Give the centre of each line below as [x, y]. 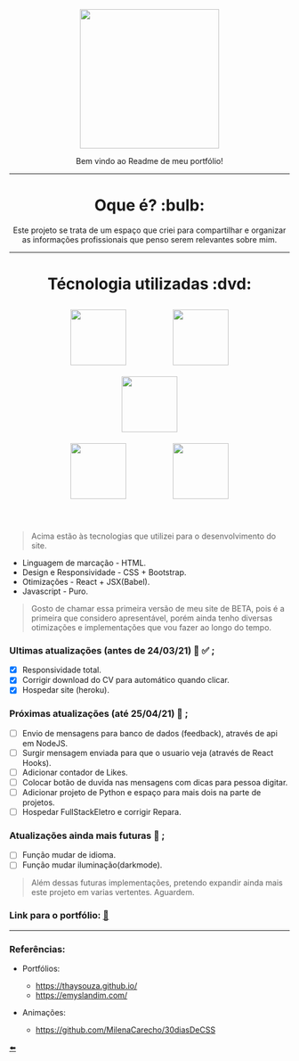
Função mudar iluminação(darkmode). [92, 865]
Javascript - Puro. [55, 591]
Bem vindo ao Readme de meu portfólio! [149, 161]
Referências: [37, 949]
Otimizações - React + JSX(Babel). [86, 581]
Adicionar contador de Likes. [75, 772]
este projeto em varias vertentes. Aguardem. [113, 892]
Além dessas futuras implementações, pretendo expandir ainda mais [157, 883]
